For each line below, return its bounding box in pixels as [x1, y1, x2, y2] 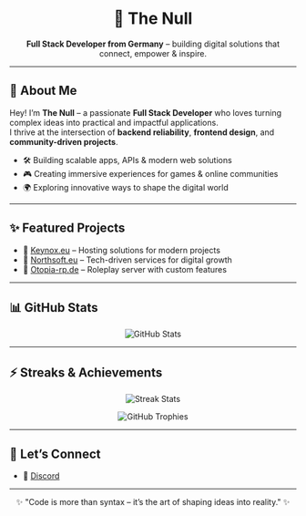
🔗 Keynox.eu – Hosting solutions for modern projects [22, 244, 221, 255]
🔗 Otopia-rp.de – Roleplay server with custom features [22, 263, 228, 274]
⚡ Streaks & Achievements [9, 365, 163, 380]
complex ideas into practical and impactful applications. [9, 117, 219, 128]
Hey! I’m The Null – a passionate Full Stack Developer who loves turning [9, 107, 282, 118]
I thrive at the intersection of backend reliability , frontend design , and [9, 127, 275, 138]
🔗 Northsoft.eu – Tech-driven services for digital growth [22, 254, 232, 265]
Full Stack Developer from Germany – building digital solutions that [25, 38, 280, 49]
